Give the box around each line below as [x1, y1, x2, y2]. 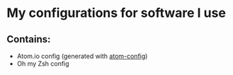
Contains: [6, 33, 51, 45]
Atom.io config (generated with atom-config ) [16, 52, 148, 60]
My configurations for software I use [6, 5, 226, 21]
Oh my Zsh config [16, 59, 69, 68]
